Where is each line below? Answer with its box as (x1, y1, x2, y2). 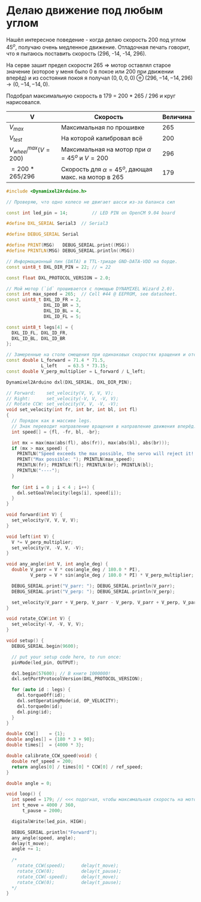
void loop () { (6, 791, 42, 797)
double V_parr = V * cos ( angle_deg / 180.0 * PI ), (11, 566, 141, 573)
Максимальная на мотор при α (60, 145, 151, 153)
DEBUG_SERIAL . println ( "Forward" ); (11, 829, 98, 835)
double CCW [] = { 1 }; (6, 731, 66, 737)
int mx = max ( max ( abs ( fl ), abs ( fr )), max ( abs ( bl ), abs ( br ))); (11, 440, 170, 446)
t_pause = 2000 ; (22, 808, 63, 814)
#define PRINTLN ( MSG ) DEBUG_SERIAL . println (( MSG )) (6, 248, 135, 254)
